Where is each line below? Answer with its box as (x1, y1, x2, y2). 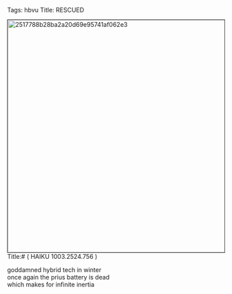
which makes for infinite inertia (7, 280, 95, 288)
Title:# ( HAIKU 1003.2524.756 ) (7, 253, 98, 260)
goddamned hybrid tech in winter (7, 266, 102, 274)
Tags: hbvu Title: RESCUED (7, 6, 85, 14)
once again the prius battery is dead (7, 273, 110, 281)
